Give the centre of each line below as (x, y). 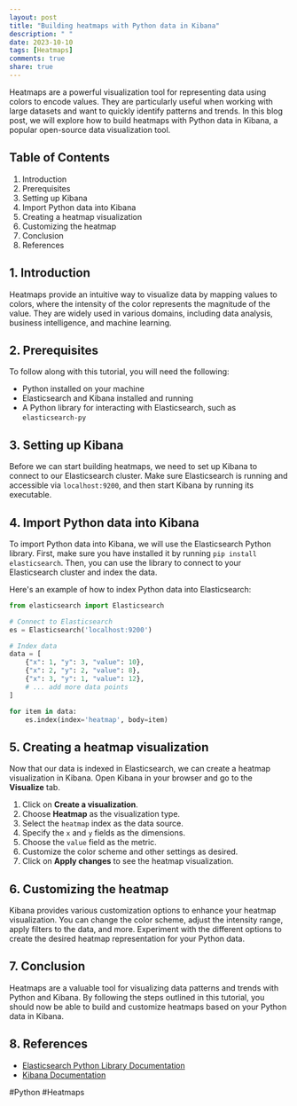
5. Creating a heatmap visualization (109, 747)
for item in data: (43, 711)
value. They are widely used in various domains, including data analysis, (141, 313)
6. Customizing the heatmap (89, 889)
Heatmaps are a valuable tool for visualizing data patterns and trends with (144, 988)
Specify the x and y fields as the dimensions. (104, 833)
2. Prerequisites (54, 350)
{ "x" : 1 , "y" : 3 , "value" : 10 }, (85, 663)
